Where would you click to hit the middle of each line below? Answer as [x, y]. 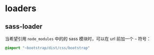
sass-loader [24, 27]
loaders [21, 9]
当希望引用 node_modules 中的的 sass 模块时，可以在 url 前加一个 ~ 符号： [78, 39]
